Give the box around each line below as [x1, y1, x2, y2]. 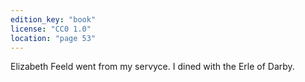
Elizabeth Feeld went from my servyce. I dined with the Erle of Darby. [10, 61, 295, 73]
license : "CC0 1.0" [10, 24, 92, 34]
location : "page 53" [10, 33, 97, 43]
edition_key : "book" [10, 14, 97, 25]
